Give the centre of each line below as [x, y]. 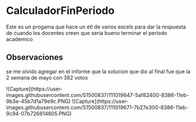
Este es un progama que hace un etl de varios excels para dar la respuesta [96, 27]
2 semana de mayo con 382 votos [47, 77]
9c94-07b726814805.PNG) [39, 113]
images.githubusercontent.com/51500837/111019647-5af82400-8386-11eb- [97, 95]
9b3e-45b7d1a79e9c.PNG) [39, 101]
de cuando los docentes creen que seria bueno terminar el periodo [87, 33]
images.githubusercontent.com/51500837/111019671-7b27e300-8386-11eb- [97, 107]
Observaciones [35, 57]
